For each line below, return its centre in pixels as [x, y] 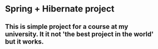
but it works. [24, 42]
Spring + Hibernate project [60, 9]
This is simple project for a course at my [67, 27]
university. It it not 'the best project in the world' [79, 34]
